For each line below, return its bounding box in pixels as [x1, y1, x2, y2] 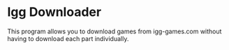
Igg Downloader [7, 4, 102, 20]
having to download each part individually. [7, 34, 129, 42]
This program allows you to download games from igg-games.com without [7, 27, 222, 35]
